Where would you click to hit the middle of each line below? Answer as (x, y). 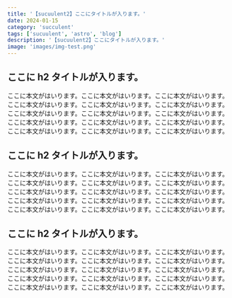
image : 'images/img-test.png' (52, 47)
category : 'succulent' (41, 27)
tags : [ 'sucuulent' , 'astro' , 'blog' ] (64, 34)
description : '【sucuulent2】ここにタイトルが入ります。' (86, 40)
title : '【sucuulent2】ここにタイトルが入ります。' (77, 14)
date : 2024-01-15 (33, 21)
